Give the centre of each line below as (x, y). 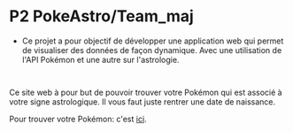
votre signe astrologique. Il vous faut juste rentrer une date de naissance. (143, 101)
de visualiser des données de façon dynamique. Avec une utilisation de (152, 50)
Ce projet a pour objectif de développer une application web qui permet (153, 41)
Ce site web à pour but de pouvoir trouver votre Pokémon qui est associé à (146, 92)
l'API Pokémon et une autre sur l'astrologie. (100, 59)
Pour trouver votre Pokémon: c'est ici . (78, 119)
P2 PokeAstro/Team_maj (102, 16)
